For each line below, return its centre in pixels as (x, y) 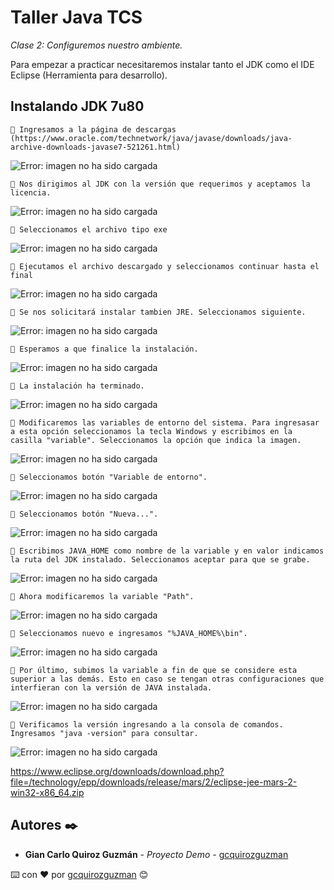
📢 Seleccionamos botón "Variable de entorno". (109, 477)
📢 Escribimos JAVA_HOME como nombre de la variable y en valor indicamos (167, 551)
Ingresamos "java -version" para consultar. (104, 733)
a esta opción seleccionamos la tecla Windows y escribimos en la (151, 431)
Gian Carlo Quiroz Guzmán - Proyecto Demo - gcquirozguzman (156, 854)
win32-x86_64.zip (47, 792)
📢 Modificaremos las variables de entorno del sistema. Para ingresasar (165, 422)
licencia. (31, 192)
